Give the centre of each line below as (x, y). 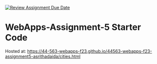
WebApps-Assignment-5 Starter (73, 27)
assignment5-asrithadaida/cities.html (43, 56)
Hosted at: (16, 51)
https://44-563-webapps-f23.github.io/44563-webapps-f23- (90, 51)
